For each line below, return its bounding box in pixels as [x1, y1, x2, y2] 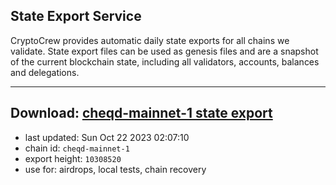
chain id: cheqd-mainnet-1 [24, 142, 130, 154]
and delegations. [10, 66, 80, 78]
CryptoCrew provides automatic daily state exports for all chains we [10, 34, 290, 46]
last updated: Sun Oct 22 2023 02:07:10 [24, 131, 190, 143]
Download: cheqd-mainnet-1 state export [10, 105, 273, 122]
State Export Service [10, 8, 142, 25]
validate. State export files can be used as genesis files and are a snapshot [10, 45, 319, 57]
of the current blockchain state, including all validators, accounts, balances [10, 55, 320, 68]
